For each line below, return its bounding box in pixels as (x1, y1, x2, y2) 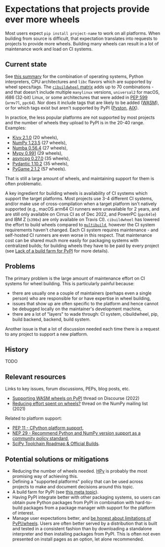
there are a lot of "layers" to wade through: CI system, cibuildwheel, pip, (12, 311, 159, 317)
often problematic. (5, 181, 43, 186)
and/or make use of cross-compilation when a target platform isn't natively (5, 201, 157, 207)
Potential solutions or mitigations (5, 455, 109, 463)
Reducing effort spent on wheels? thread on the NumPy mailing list (12, 401, 148, 406)
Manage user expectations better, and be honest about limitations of (12, 515, 151, 521)
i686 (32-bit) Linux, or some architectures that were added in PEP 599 (5, 94, 148, 100)
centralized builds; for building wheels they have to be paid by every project (5, 243, 159, 249)
